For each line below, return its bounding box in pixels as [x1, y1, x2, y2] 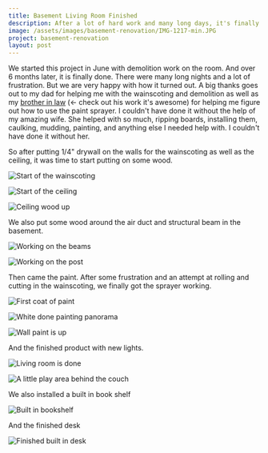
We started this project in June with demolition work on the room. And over [8, 63, 256, 73]
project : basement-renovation [8, 34, 110, 42]
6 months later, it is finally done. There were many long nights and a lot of [8, 72, 250, 82]
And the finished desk [8, 421, 81, 431]
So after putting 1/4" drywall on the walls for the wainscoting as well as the [8, 147, 254, 157]
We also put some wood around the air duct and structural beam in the [8, 218, 242, 227]
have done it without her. [8, 131, 90, 141]
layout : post [8, 42, 52, 50]
